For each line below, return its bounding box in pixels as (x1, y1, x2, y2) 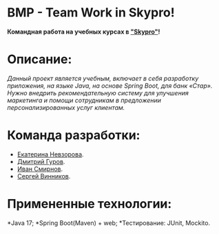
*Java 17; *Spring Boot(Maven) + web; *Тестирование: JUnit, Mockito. (7, 218, 211, 227)
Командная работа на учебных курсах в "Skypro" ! (7, 27, 160, 36)
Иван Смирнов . (17, 165, 63, 173)
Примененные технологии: (7, 196, 172, 211)
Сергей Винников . (17, 172, 71, 180)
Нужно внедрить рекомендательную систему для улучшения (7, 89, 189, 97)
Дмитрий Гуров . (17, 157, 65, 165)
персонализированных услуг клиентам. (7, 103, 125, 111)
